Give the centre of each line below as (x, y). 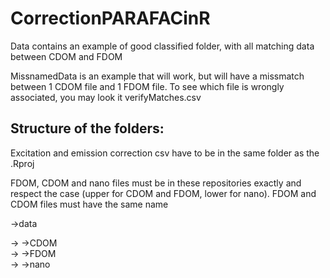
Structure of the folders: (87, 128)
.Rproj (22, 163)
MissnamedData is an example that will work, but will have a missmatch (157, 76)
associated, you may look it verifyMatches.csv (106, 97)
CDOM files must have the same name (89, 204)
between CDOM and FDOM (66, 56)
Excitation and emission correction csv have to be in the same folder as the (165, 153)
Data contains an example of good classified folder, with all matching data (162, 46)
